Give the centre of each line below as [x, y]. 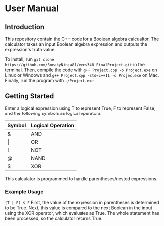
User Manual [32, 9]
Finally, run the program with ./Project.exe [50, 80]
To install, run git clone [30, 59]
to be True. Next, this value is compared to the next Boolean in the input [79, 208]
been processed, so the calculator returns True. [54, 218]
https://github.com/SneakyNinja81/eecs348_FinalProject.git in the [75, 64]
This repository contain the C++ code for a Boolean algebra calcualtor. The [82, 39]
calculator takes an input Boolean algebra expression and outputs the [76, 44]
